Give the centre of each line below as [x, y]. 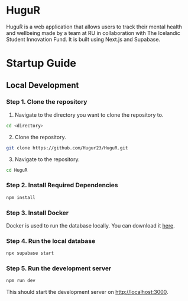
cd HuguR [17, 170]
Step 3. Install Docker [38, 213]
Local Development [43, 85]
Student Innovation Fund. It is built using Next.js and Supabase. [83, 39]
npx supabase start [30, 253]
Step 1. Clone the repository [47, 102]
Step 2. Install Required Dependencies [62, 185]
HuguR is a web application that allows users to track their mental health [94, 27]
